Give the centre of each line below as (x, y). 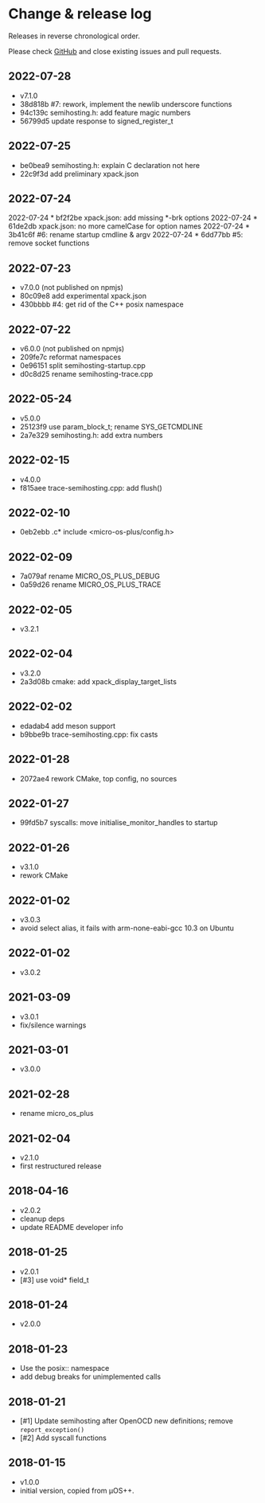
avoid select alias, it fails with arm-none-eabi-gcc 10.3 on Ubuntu (127, 928)
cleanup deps (42, 1219)
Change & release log (80, 14)
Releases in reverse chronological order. (74, 36)
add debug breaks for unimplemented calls (90, 1377)
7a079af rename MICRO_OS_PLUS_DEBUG (90, 576)
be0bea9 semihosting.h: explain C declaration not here (110, 165)
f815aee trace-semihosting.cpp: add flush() (91, 487)
